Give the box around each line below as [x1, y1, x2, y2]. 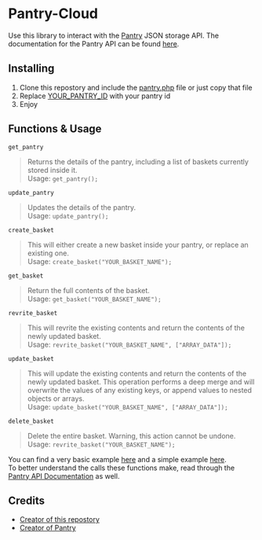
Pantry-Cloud [8, 5, 98, 23]
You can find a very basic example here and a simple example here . [8, 454, 227, 464]
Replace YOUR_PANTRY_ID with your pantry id [19, 91, 171, 101]
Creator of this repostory [19, 515, 100, 524]
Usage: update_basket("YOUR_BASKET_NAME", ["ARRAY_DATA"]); [27, 402, 229, 411]
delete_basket [8, 417, 55, 425]
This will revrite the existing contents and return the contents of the [27, 323, 246, 332]
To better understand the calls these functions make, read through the [8, 463, 235, 472]
